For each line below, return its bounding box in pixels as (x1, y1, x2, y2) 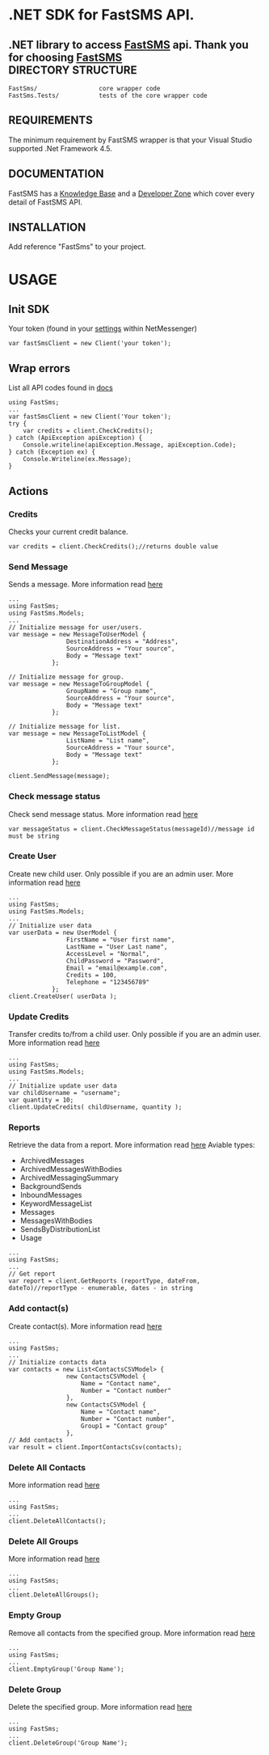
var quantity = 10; (8, 1096, 74, 1105)
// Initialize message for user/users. (8, 624, 143, 632)
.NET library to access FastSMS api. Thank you (8, 38, 249, 52)
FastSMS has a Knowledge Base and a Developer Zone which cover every (8, 188, 255, 198)
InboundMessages (19, 1190, 82, 1200)
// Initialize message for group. (8, 673, 125, 681)
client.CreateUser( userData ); (8, 992, 117, 1000)
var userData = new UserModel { (8, 928, 117, 937)
